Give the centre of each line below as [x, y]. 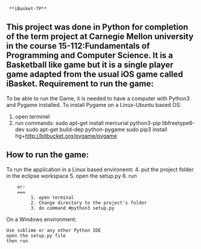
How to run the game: [48, 155]
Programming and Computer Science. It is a [90, 55]
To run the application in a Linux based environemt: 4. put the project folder [100, 169]
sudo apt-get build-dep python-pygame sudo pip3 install [97, 129]
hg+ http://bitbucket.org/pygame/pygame [66, 135]
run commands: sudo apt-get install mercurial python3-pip [88, 123]
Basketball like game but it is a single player [90, 65]
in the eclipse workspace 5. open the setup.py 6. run [72, 176]
